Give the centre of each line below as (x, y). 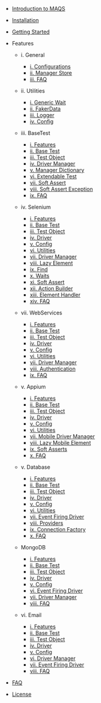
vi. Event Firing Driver (56, 591)
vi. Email (31, 615)
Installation (25, 20)
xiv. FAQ (40, 301)
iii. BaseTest (36, 133)
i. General (33, 55)
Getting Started (30, 32)
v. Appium (33, 387)
